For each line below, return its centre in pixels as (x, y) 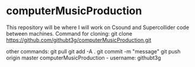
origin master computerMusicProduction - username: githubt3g (84, 58)
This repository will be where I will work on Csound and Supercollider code (98, 27)
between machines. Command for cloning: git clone (69, 33)
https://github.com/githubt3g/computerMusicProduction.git (79, 40)
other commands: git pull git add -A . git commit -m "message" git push (93, 51)
